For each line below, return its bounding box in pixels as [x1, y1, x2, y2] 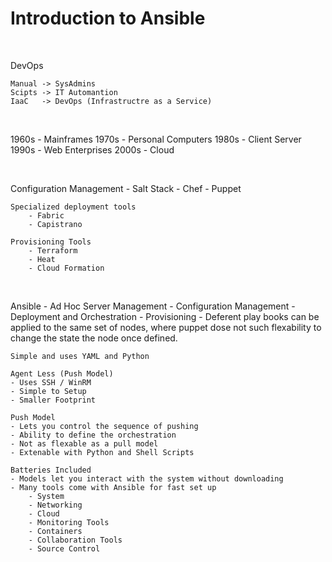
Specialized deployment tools [10, 202, 137, 212]
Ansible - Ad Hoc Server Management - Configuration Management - [10, 300, 296, 312]
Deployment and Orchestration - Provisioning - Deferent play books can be [10, 310, 320, 322]
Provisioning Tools [10, 237, 92, 247]
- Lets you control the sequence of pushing [10, 421, 199, 431]
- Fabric [28, 210, 65, 221]
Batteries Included [10, 465, 92, 475]
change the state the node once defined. [10, 332, 178, 344]
